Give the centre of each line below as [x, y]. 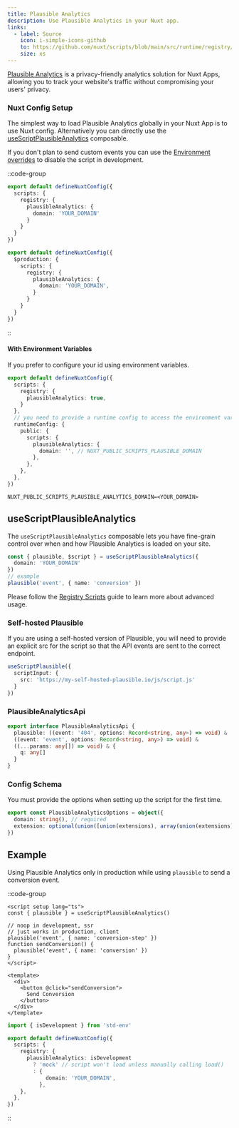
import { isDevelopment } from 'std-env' [70, 1025]
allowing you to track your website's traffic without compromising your [111, 81]
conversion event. [34, 880]
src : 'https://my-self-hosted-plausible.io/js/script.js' [108, 680]
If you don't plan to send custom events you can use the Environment [109, 152]
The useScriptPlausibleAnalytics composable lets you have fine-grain [111, 536]
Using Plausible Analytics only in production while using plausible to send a [119, 872]
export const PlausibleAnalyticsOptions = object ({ [85, 813]
